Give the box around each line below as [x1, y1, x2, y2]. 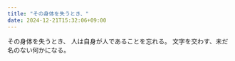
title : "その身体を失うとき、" [7, 10, 89, 18]
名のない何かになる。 [7, 46, 70, 54]
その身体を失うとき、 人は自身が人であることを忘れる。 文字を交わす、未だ [7, 36, 229, 46]
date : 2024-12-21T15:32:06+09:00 [7, 17, 107, 24]
